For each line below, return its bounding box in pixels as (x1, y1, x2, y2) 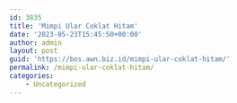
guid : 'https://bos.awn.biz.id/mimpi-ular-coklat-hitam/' (9, 55, 231, 64)
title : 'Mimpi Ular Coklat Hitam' (9, 21, 139, 30)
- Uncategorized (25, 80, 87, 89)
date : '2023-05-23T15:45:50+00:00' (9, 30, 143, 39)
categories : (9, 72, 54, 81)
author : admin (9, 38, 63, 47)
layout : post (9, 47, 58, 56)
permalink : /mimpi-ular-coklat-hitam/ (9, 64, 154, 73)
